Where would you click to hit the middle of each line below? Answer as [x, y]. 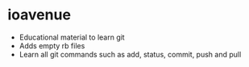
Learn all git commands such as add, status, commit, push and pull [130, 54]
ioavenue [39, 15]
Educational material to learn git [72, 37]
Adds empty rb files [52, 45]
